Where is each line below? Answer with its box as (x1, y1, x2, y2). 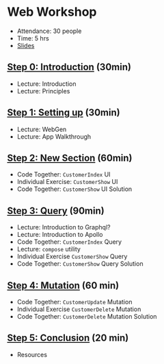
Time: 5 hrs (16, 34, 49, 42)
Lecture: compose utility (16, 245, 81, 253)
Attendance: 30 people (16, 27, 82, 35)
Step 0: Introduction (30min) (7, 61, 132, 73)
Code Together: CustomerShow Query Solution (16, 260, 143, 268)
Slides (16, 41, 35, 49)
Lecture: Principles (16, 87, 70, 95)
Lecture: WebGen (16, 125, 67, 133)
